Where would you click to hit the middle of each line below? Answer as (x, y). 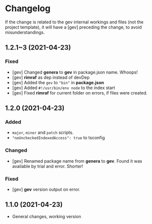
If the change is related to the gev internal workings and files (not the (74, 22)
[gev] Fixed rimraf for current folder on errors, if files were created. (80, 93)
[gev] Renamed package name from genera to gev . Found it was (77, 161)
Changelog (28, 9)
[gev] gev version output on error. (46, 189)
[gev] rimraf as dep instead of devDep (51, 77)
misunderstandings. (25, 32)
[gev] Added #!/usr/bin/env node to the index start (64, 88)
